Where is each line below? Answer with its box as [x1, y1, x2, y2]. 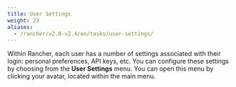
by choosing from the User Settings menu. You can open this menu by [7, 64, 214, 73]
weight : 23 [7, 17, 40, 24]
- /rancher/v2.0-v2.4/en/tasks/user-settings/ [13, 30, 154, 37]
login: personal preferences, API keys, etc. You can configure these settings [7, 57, 229, 66]
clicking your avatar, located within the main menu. [7, 72, 156, 81]
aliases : [7, 23, 33, 30]
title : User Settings [7, 10, 72, 18]
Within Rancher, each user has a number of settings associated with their [7, 50, 221, 58]
